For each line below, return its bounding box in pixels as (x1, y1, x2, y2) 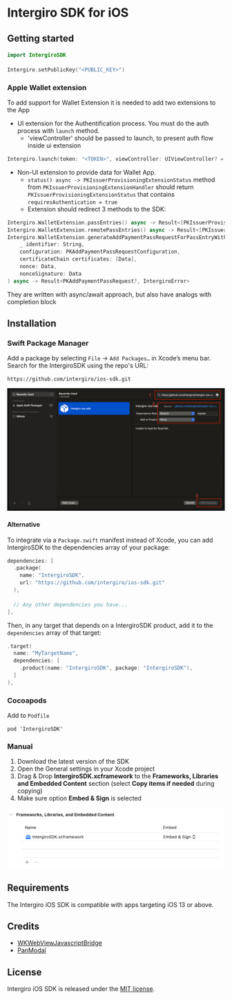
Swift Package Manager (7, 338, 89, 348)
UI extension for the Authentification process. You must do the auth (17, 119, 209, 128)
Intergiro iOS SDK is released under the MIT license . (7, 985, 155, 993)
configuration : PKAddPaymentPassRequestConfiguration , (19, 248, 181, 256)
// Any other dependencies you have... (13, 601, 128, 608)
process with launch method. (17, 126, 100, 134)
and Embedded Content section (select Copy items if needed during (17, 780, 215, 788)
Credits (7, 920, 40, 932)
